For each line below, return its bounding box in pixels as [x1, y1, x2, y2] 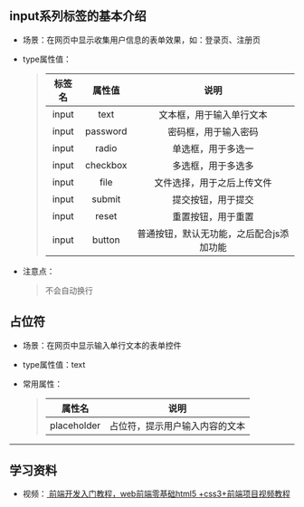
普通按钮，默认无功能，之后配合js [137, 227, 280, 240]
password [85, 125, 128, 138]
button [91, 234, 120, 246]
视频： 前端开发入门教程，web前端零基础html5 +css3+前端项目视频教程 [22, 488, 291, 500]
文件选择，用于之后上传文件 [153, 176, 272, 188]
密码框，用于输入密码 [166, 125, 259, 138]
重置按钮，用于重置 [171, 210, 254, 223]
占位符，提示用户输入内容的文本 [109, 419, 246, 432]
